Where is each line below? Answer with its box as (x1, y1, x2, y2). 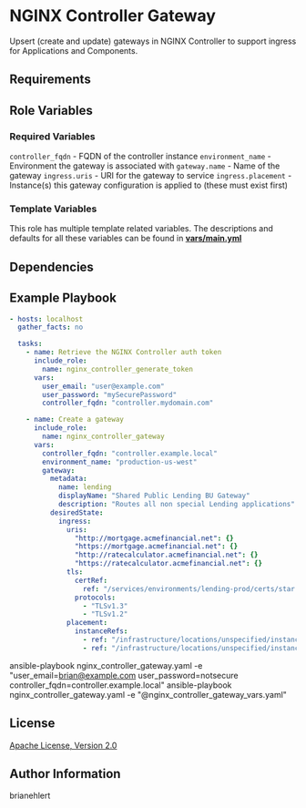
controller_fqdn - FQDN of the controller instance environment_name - (9, 151, 271, 162)
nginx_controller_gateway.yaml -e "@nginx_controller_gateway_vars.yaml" (9, 689, 287, 700)
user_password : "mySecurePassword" (42, 390, 178, 399)
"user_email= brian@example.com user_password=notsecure (9, 670, 239, 680)
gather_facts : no (17, 322, 84, 332)
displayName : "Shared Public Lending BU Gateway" (57, 491, 250, 501)
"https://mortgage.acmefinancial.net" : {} (74, 542, 239, 551)
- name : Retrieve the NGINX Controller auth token (25, 348, 222, 357)
